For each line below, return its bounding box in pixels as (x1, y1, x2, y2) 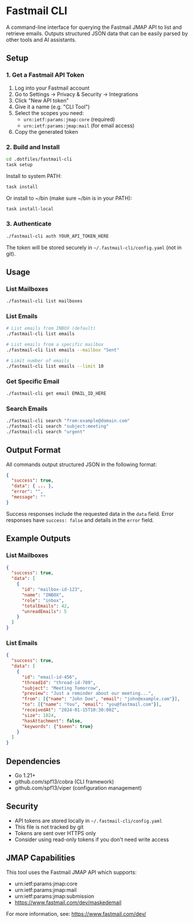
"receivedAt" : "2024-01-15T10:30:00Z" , (21, 707, 119, 713)
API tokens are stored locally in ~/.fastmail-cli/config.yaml (14, 817, 163, 824)
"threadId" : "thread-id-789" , (21, 680, 96, 685)
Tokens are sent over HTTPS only (14, 829, 96, 836)
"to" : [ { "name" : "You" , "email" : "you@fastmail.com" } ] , (21, 701, 162, 708)
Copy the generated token (14, 128, 78, 135)
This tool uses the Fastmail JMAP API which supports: (6, 868, 137, 876)
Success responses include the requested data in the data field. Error (6, 510, 174, 517)
